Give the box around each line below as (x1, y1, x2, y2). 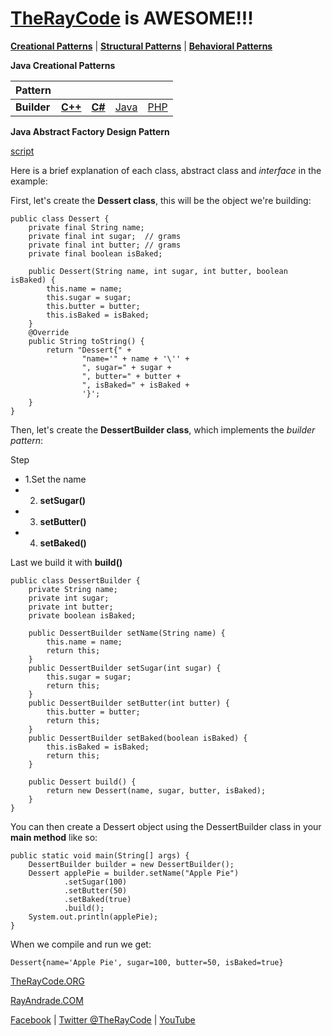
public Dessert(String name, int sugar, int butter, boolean (28, 266, 288, 276)
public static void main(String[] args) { (10, 850, 190, 861)
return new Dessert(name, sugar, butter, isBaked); (46, 785, 267, 796)
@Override (28, 327, 70, 337)
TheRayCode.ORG (10, 975, 85, 987)
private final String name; (28, 222, 145, 232)
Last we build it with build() (10, 556, 123, 568)
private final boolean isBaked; (28, 248, 163, 259)
